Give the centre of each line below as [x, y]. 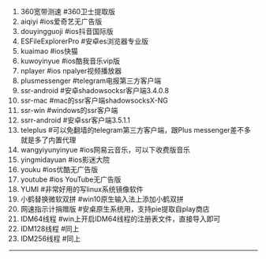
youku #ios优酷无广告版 [59, 169]
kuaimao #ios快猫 [49, 51]
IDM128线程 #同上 [50, 229]
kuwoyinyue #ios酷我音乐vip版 [70, 61]
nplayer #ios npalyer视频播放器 [71, 71]
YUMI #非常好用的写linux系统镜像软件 [82, 189]
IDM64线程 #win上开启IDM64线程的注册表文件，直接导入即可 [120, 219]
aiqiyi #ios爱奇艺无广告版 [61, 21]
